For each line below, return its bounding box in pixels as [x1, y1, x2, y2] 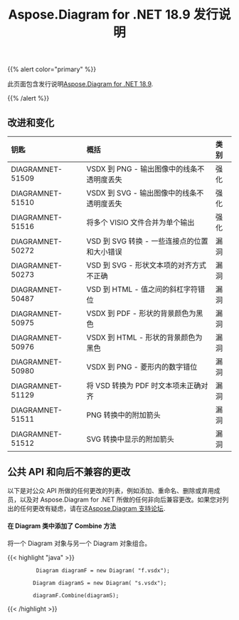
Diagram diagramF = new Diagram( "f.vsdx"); [36, 567, 171, 574]
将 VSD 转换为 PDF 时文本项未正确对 [86, 381, 208, 390]
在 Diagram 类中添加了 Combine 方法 [7, 522, 116, 530]
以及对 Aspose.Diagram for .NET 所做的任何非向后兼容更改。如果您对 [19, 495, 223, 504]
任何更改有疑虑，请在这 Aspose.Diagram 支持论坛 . [19, 504, 166, 512]
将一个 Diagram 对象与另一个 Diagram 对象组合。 [7, 539, 152, 548]
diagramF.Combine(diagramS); [33, 592, 119, 599]
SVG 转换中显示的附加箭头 [86, 434, 174, 444]
